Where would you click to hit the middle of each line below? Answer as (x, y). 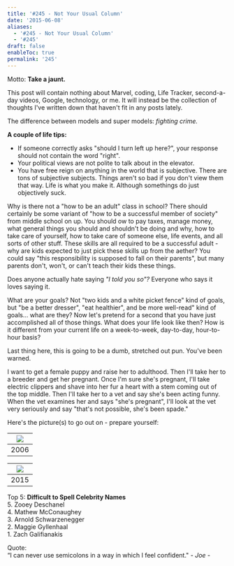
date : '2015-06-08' (36, 20)
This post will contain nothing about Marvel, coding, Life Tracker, (101, 92)
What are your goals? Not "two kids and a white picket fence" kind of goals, (116, 300)
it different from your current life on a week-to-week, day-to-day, (101, 330)
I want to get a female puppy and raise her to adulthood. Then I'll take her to (117, 372)
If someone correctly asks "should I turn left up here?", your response (118, 148)
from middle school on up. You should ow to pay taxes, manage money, (110, 221)
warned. (19, 358)
